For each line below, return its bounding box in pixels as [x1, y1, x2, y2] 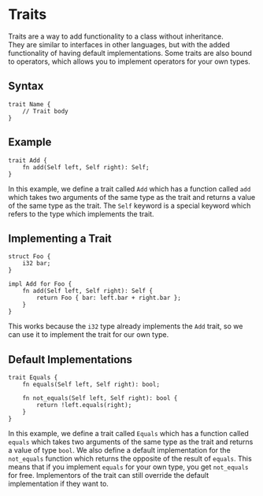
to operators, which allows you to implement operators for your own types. [8, 57, 250, 66]
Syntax [8, 80, 44, 93]
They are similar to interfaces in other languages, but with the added [8, 39, 231, 49]
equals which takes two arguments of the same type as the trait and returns [8, 437, 254, 446]
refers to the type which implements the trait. [8, 209, 155, 218]
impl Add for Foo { [8, 280, 72, 288]
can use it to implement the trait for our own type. [8, 330, 169, 339]
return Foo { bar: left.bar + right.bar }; [36, 294, 181, 302]
